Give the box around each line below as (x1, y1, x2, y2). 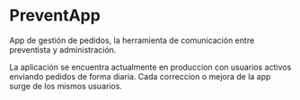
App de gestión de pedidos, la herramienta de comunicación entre (9, 35, 255, 46)
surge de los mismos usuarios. (9, 80, 123, 91)
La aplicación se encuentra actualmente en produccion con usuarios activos (9, 62, 292, 72)
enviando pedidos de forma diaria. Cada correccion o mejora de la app (9, 71, 271, 81)
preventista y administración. (9, 44, 117, 54)
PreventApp (9, 5, 101, 26)
